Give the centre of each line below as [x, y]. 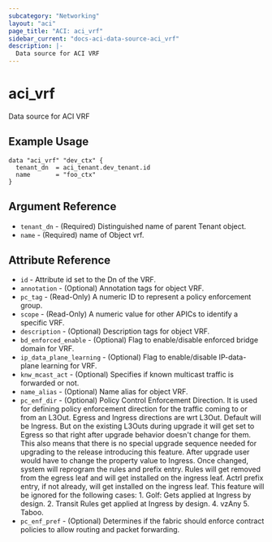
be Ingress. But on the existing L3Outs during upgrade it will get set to [137, 426]
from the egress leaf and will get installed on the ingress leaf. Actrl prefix [142, 478]
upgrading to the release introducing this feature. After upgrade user [135, 452]
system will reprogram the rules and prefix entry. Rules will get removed [140, 469]
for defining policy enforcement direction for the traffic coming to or [134, 409]
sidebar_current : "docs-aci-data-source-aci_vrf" [94, 39]
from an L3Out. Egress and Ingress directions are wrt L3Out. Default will [140, 418]
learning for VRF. [69, 366]
